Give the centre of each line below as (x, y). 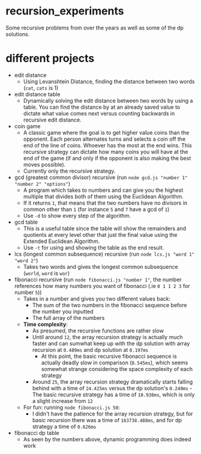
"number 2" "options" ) (42, 183)
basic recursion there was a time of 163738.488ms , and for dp (107, 420)
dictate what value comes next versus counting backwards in (99, 113)
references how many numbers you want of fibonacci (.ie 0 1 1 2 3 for (102, 286)
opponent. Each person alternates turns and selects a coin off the (104, 139)
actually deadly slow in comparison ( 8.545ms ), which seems (115, 363)
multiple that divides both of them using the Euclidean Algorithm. (103, 196)
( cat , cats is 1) (41, 88)
